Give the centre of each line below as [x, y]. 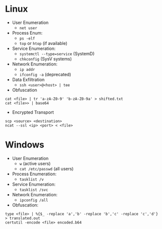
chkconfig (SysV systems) [46, 59]
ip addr [27, 69]
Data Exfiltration [28, 80]
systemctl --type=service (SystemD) [57, 53]
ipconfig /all [34, 200]
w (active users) [35, 163]
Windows [25, 145]
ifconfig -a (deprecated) [45, 74]
